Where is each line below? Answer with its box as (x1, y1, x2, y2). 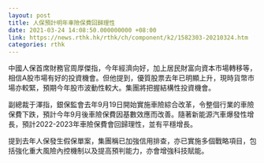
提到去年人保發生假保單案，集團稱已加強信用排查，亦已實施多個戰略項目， (8, 136, 250, 146)
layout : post (8, 11, 51, 20)
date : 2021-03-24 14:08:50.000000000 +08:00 (8, 26, 157, 34)
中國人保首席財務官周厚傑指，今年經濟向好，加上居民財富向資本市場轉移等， (8, 64, 257, 73)
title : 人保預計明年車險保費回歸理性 (8, 19, 116, 27)
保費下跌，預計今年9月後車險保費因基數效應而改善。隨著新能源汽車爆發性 (8, 109, 247, 119)
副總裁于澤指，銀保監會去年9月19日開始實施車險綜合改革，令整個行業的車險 (8, 100, 255, 109)
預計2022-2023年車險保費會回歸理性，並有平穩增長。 (21, 120, 197, 129)
